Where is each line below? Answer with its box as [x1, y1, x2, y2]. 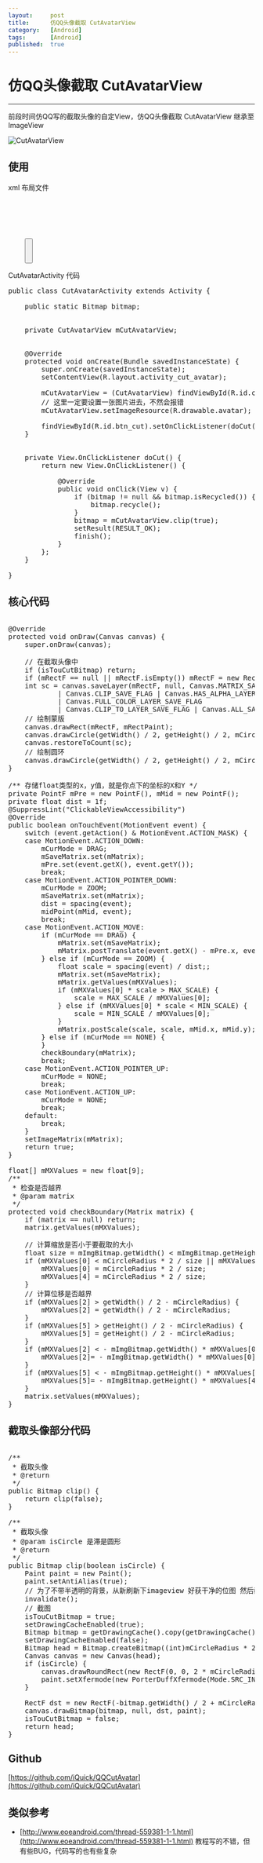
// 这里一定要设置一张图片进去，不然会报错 [41, 397, 184, 407]
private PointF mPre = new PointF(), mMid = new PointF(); [8, 789, 240, 798]
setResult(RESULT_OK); [74, 524, 161, 532]
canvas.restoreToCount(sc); [24, 738, 132, 747]
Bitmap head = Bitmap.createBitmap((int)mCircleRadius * [24, 1643, 248, 1653]
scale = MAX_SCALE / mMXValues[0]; [74, 993, 211, 1002]
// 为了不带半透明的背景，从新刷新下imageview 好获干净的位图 [24, 1586, 236, 1595]
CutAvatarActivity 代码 [8, 270, 81, 279]
